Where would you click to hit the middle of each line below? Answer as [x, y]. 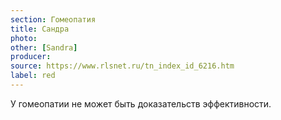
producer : [31, 57]
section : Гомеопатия [53, 19]
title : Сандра [40, 29]
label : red [33, 76]
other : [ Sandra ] [44, 47]
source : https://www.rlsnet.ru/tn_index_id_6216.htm [122, 66]
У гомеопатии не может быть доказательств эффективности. [141, 103]
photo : [24, 38]
